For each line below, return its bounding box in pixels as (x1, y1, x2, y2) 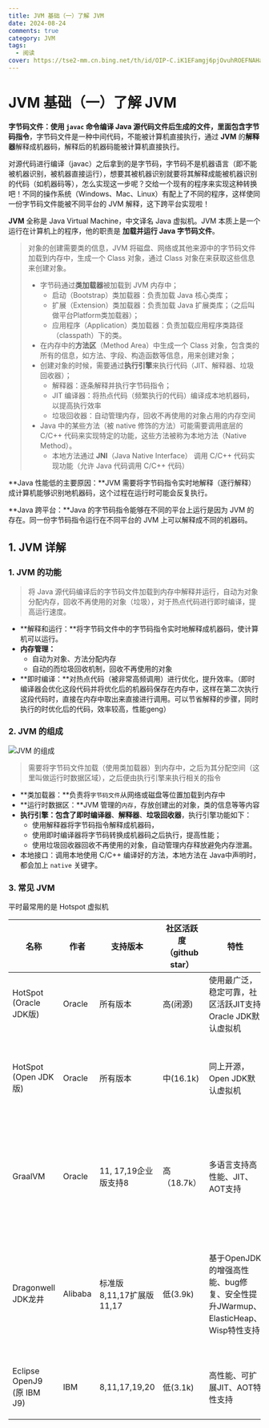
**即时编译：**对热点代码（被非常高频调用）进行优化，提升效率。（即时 (19, 673, 255, 683)
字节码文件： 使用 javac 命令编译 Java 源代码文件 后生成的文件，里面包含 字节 (8, 121, 260, 131)
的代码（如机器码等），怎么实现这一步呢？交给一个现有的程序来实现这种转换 (8, 178, 258, 189)
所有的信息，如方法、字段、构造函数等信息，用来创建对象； (39, 350, 237, 360)
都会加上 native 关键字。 (19, 860, 102, 869)
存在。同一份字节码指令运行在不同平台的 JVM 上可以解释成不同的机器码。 (8, 515, 252, 524)
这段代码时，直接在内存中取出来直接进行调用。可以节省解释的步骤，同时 (19, 694, 259, 703)
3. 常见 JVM (8, 882, 55, 893)
